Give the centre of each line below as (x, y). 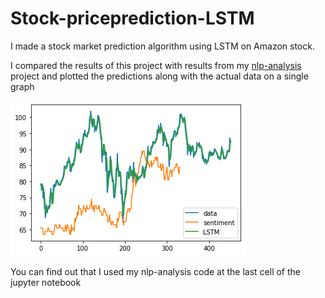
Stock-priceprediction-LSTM (132, 18)
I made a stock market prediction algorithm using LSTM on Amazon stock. (162, 46)
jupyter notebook (46, 282)
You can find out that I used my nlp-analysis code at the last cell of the (156, 271)
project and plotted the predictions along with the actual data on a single (159, 76)
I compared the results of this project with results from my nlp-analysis (156, 65)
